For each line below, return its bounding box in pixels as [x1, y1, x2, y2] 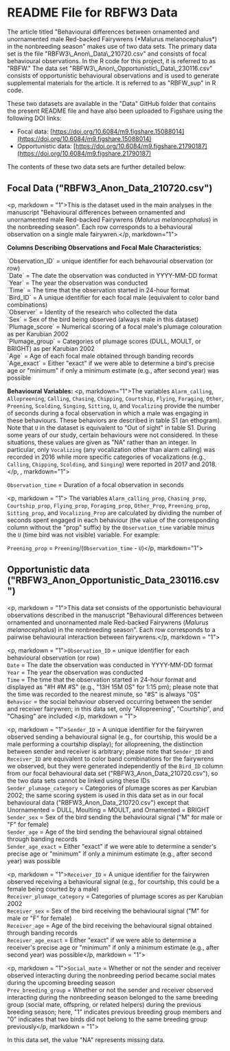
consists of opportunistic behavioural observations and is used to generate [7, 71, 220, 80]
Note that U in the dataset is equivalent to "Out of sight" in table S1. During [7, 423, 216, 431]
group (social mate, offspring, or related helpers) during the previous [7, 1000, 202, 1008]
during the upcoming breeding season [7, 978, 115, 986]
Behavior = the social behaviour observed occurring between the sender [7, 697, 213, 706]
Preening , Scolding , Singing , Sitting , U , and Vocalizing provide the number [7, 401, 220, 410]
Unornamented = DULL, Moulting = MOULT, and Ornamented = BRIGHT [7, 805, 210, 814]
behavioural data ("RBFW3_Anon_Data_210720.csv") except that [7, 798, 189, 806]
